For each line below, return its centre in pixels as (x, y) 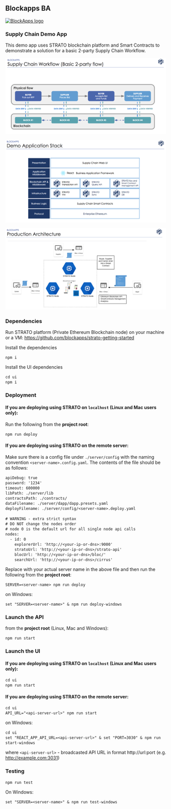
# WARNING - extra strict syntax (41, 519)
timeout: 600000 (22, 488)
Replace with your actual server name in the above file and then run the (80, 569)
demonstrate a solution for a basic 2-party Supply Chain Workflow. (76, 51)
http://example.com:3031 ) (32, 758)
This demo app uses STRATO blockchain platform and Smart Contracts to (82, 45)
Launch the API (25, 617)
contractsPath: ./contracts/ (36, 498)
